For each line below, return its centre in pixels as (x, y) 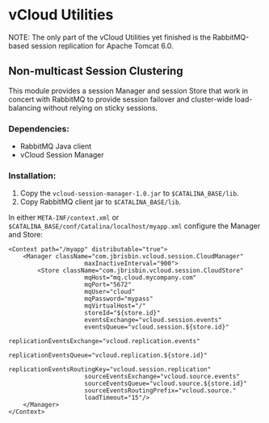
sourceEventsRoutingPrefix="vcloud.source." (160, 391)
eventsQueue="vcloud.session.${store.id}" (157, 327)
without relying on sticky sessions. (101, 107)
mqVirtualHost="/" (116, 306)
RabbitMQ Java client (56, 146)
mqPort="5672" (108, 285)
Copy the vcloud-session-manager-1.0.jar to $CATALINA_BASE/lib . (129, 193)
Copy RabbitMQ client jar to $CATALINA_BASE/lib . (101, 202)
